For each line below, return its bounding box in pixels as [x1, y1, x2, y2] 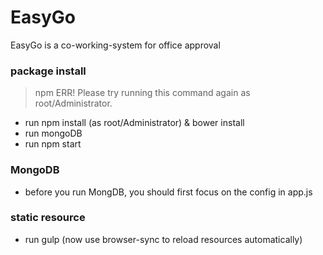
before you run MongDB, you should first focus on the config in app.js [24, 186, 313, 198]
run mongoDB [24, 127, 83, 140]
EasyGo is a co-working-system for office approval [10, 39, 221, 51]
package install [10, 64, 87, 78]
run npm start [24, 138, 82, 150]
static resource [10, 211, 86, 225]
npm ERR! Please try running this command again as [34, 87, 251, 99]
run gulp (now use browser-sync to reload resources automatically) [24, 233, 303, 245]
